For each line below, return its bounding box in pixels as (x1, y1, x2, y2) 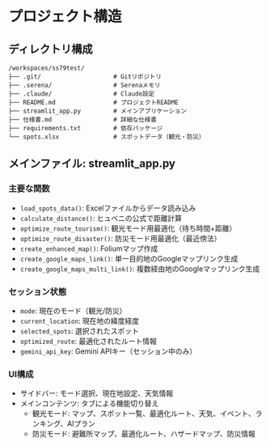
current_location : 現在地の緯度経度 (19, 316, 140, 325)
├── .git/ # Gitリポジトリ (8, 73, 162, 81)
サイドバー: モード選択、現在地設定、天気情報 (19, 389, 174, 398)
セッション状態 (8, 286, 67, 297)
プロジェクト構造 (8, 7, 123, 26)
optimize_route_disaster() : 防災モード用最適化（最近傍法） (19, 233, 221, 243)
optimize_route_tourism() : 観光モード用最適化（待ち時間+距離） (19, 223, 237, 233)
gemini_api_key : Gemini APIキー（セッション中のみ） (19, 346, 197, 356)
